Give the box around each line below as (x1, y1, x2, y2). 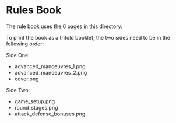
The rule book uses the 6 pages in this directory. (6, 23, 122, 30)
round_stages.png (14, 104, 58, 111)
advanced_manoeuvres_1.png (14, 62, 86, 70)
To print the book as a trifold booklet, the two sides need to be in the (6, 34, 171, 41)
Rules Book (6, 3, 62, 17)
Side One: (6, 51, 30, 58)
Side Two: (6, 86, 30, 93)
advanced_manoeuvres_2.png (14, 69, 87, 76)
